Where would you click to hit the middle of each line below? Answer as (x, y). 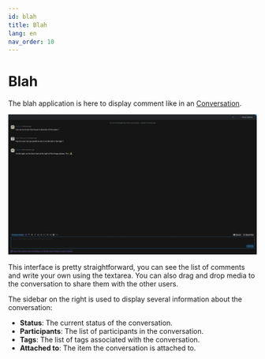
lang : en (22, 33)
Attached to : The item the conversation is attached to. (108, 348)
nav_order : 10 (32, 42)
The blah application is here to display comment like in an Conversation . (125, 103)
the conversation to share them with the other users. (93, 283)
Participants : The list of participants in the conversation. (112, 331)
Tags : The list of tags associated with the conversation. (110, 339)
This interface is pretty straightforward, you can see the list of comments (127, 267)
